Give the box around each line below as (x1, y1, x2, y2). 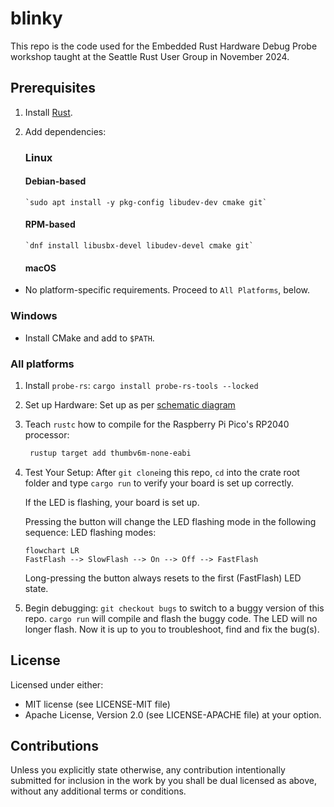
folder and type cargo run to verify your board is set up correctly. (24, 477, 295, 489)
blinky (10, 7, 63, 30)
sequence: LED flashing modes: (24, 526, 157, 538)
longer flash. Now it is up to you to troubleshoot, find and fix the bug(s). (24, 623, 320, 635)
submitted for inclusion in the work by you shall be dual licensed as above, (10, 775, 318, 787)
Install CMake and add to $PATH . (24, 332, 155, 344)
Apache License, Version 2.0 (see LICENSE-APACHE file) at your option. (24, 708, 322, 721)
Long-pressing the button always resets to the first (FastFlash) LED (24, 572, 302, 584)
